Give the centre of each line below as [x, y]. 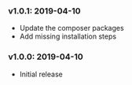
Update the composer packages [71, 28]
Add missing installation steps [68, 36]
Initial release [41, 74]
